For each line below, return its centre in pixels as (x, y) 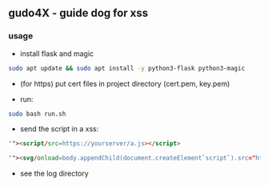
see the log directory (54, 174)
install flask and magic (57, 53)
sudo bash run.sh (37, 114)
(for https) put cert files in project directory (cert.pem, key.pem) (125, 83)
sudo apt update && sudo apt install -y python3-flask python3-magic (127, 68)
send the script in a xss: (59, 129)
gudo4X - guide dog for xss (78, 13)
